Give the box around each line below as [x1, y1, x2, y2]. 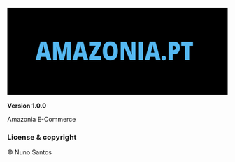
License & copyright [7, 132, 77, 142]
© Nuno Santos [7, 148, 52, 156]
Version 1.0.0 [7, 102, 47, 110]
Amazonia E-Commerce [7, 115, 76, 123]
